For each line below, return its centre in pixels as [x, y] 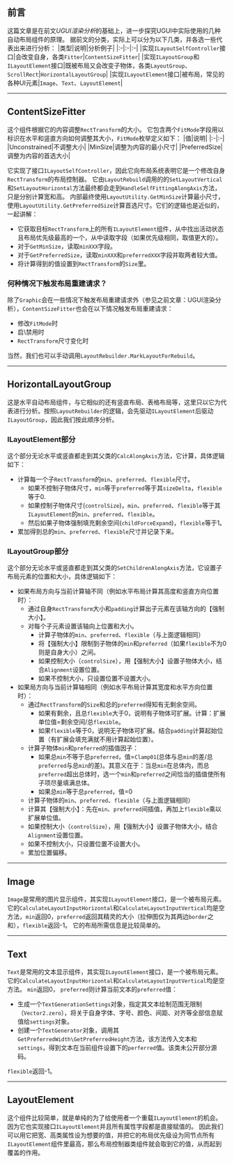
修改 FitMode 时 [37, 323]
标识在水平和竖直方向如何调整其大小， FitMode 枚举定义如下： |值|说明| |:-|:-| [116, 138]
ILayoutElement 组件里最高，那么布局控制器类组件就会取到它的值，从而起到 [115, 1143]
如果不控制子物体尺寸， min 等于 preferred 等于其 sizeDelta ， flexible [125, 488]
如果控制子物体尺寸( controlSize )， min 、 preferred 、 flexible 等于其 [124, 506]
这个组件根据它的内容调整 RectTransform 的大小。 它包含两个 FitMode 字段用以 [116, 129]
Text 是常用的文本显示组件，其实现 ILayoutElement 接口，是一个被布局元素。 [115, 971]
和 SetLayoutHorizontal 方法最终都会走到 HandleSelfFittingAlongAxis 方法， [114, 187]
